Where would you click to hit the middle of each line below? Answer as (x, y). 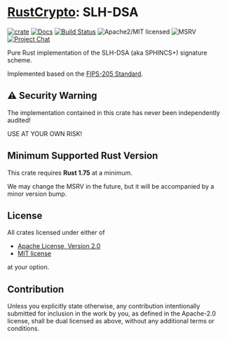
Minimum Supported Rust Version (83, 156)
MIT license (34, 254)
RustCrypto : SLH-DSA (73, 12)
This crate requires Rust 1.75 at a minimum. (70, 173)
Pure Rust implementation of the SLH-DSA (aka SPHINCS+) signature (108, 53)
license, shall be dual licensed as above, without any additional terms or (111, 321)
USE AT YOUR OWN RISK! (45, 133)
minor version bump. (37, 194)
